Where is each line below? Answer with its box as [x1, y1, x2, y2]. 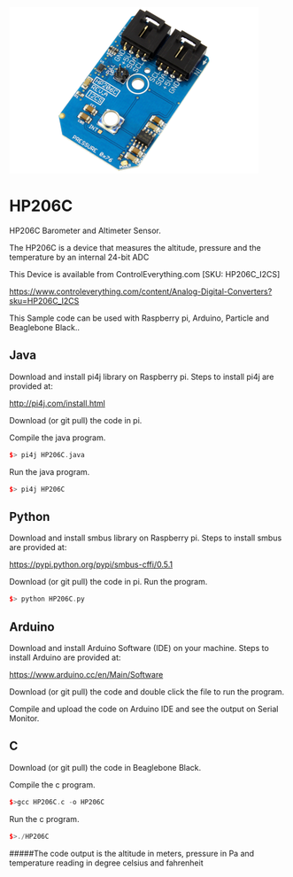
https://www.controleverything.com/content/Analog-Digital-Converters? [9, 286, 273, 297]
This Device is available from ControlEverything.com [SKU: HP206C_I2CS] [9, 268, 281, 279]
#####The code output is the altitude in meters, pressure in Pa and [9, 848, 255, 858]
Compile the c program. [9, 779, 96, 790]
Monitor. [9, 713, 40, 724]
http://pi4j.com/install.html [9, 398, 106, 408]
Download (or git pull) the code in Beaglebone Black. [9, 762, 202, 772]
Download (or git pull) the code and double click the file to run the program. [9, 687, 285, 697]
